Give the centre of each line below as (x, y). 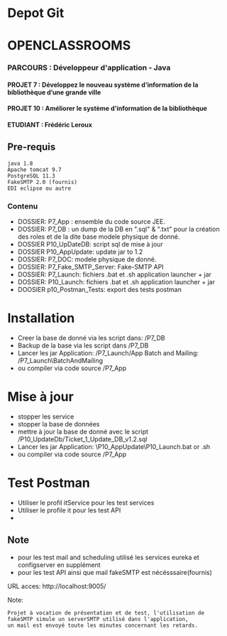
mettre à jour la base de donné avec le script (83, 432)
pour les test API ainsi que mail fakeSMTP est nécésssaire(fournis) (115, 572)
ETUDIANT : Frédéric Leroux (50, 125)
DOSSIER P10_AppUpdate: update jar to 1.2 (80, 252)
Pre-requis (32, 147)
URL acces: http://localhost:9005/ (57, 586)
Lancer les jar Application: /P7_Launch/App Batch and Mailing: (108, 353)
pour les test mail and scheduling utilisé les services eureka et (109, 557)
